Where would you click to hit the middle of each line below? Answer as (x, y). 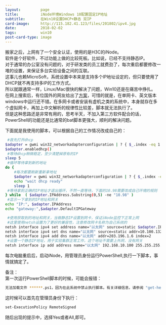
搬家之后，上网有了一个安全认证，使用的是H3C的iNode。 (63, 52)
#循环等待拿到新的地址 (27, 163)
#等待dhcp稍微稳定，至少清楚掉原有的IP (42, 154)
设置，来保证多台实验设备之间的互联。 (53, 70)
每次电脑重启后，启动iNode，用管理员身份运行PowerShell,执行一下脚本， (80, 255)
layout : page (27, 10)
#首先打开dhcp (20, 140)
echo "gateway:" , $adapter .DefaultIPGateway (51, 209)
